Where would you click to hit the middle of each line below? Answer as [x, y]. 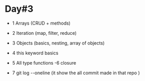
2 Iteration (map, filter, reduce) [44, 33]
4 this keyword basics [35, 53]
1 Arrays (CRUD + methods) [41, 23]
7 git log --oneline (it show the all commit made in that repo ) [76, 73]
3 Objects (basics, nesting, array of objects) [58, 43]
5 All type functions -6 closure [44, 63]
